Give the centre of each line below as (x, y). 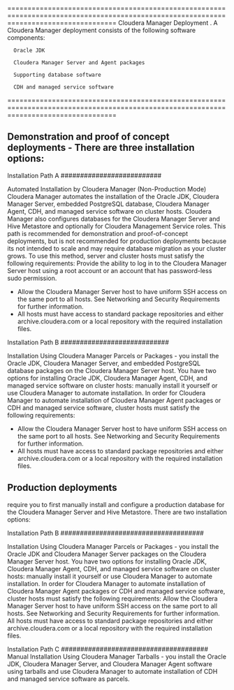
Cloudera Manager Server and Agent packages (79, 63)
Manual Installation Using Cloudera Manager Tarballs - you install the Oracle (117, 656)
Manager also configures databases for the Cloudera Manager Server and (114, 219)
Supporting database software (57, 75)
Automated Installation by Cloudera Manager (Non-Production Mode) (107, 189)
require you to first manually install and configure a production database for (116, 504)
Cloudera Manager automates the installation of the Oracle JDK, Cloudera (113, 196)
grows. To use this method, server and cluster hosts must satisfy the (106, 256)
